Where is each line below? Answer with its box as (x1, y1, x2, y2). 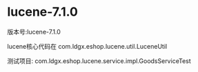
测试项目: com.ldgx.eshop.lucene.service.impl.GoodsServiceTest (7, 56, 191, 65)
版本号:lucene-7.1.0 (7, 27, 61, 36)
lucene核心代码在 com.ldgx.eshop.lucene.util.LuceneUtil (7, 42, 168, 50)
